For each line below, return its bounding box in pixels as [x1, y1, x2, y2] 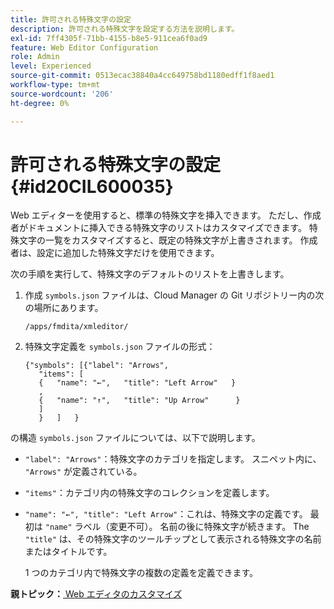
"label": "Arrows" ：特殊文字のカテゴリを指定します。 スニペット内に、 [24, 453, 322, 465]
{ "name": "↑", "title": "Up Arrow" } [38, 396, 241, 406]
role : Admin [10, 52, 60, 62]
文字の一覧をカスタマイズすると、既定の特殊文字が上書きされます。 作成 [18, 234, 318, 246]
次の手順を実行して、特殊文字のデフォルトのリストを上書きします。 [10, 268, 290, 280]
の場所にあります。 [24, 302, 104, 314]
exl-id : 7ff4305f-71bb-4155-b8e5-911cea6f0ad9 [10, 33, 208, 43]
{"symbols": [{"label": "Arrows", [24, 361, 169, 371]
